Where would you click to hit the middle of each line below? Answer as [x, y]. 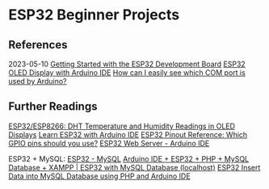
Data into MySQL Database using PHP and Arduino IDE [100, 176]
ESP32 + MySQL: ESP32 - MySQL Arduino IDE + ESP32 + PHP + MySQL [129, 158]
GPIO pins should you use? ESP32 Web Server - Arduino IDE [109, 143]
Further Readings [53, 107]
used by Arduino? [38, 81]
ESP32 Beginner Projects [94, 15]
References [38, 45]
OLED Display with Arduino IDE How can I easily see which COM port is [127, 73]
